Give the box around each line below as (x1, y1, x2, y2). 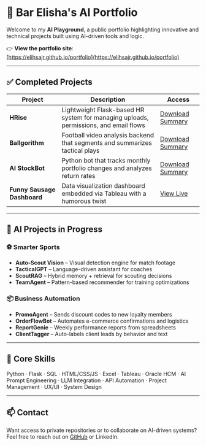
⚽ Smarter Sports (6, 243, 60, 252)
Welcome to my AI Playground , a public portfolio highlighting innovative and (6, 26, 199, 33)
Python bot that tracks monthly (61, 156, 151, 164)
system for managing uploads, (61, 113, 149, 121)
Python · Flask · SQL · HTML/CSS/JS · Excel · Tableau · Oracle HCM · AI (6, 370, 186, 377)
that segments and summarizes (61, 138, 152, 147)
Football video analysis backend (61, 131, 154, 139)
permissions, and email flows (61, 121, 145, 129)
